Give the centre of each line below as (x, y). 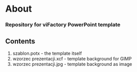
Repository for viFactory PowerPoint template (63, 25)
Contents (20, 41)
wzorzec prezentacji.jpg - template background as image (72, 64)
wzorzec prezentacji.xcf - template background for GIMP (72, 58)
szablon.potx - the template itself (47, 53)
